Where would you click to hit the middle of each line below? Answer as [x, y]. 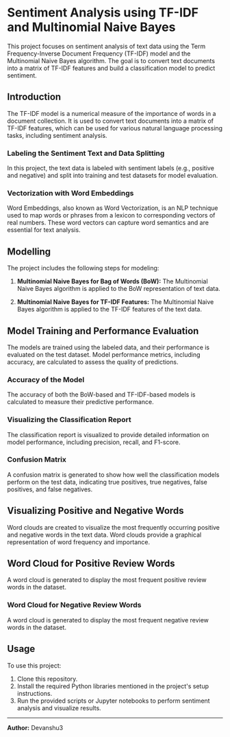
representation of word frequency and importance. [79, 542]
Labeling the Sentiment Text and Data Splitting [86, 153]
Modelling [29, 251]
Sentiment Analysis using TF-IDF [103, 13]
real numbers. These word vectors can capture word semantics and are [108, 223]
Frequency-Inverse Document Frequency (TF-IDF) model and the [99, 54]
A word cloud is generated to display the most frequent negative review [108, 620]
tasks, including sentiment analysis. [57, 135]
